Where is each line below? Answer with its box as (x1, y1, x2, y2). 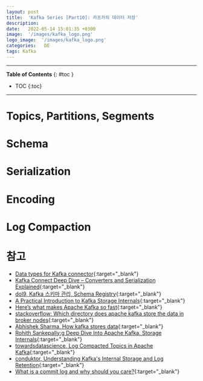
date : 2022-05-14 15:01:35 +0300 (6, 25, 96, 32)
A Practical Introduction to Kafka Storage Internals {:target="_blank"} (14, 297, 185, 304)
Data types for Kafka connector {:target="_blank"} (14, 270, 139, 277)
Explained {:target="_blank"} (14, 283, 85, 290)
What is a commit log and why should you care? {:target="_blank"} (14, 368, 180, 375)
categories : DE (6, 43, 50, 49)
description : (6, 20, 39, 26)
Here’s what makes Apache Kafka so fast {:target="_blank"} (14, 303, 163, 311)
